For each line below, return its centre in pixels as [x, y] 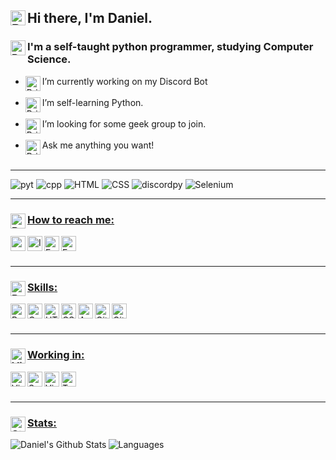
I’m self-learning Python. [92, 102]
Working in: [56, 355]
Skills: [42, 287]
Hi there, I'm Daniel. [90, 18]
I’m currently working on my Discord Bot [124, 81]
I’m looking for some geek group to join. [124, 123]
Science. [49, 59]
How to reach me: [71, 219]
